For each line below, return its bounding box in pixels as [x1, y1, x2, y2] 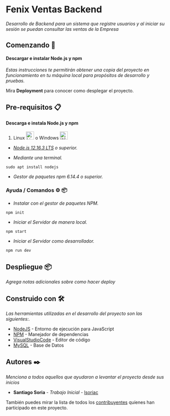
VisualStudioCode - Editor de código [13, 337, 91, 343]
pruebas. [6, 77, 25, 84]
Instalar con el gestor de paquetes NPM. [13, 200, 99, 206]
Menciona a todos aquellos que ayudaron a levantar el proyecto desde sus [6, 373, 164, 380]
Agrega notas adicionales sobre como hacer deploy [6, 279, 115, 285]
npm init [6, 210, 25, 215]
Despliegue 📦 [6, 263, 52, 271]
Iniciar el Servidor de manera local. [13, 219, 87, 225]
